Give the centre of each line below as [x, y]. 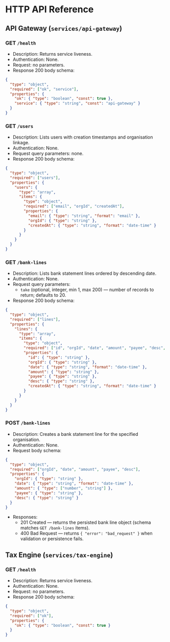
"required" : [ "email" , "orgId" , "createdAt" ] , [74, 206]
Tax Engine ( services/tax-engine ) [59, 555]
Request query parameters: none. [48, 153]
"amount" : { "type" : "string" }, [64, 372]
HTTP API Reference [50, 9]
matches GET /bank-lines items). [55, 528]
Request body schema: [37, 450]
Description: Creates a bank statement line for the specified [76, 434]
